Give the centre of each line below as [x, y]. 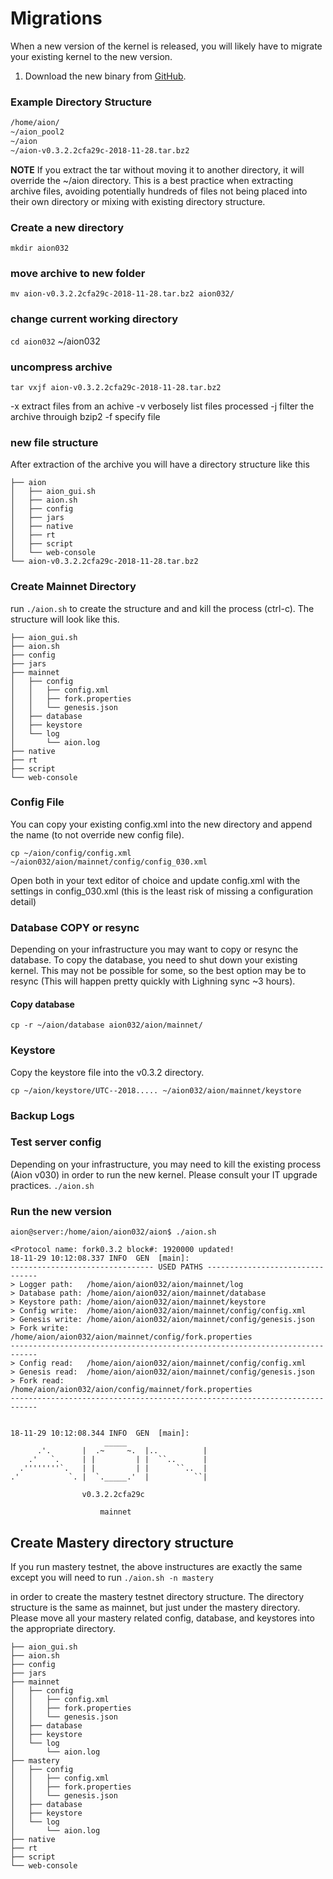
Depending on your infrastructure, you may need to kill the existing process [166, 1164]
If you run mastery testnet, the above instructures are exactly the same [156, 1566]
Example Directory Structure [81, 102]
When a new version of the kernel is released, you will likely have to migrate [166, 46]
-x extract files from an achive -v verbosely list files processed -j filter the [162, 406]
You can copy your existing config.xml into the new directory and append [161, 824]
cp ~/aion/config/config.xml [71, 853]
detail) [23, 901]
